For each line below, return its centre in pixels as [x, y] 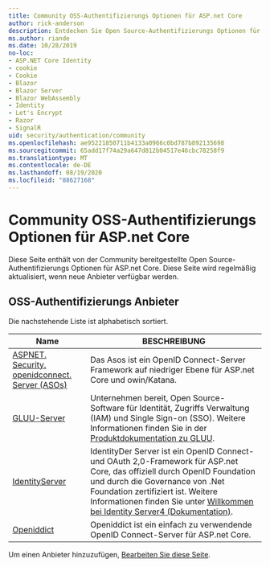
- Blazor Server [35, 90]
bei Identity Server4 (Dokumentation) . [162, 512]
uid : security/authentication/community [77, 135]
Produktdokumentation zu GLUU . [152, 438]
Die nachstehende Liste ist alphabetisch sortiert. [88, 321]
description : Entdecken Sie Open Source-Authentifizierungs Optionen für [135, 31]
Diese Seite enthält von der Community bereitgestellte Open [108, 259]
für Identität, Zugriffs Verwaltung [188, 408]
